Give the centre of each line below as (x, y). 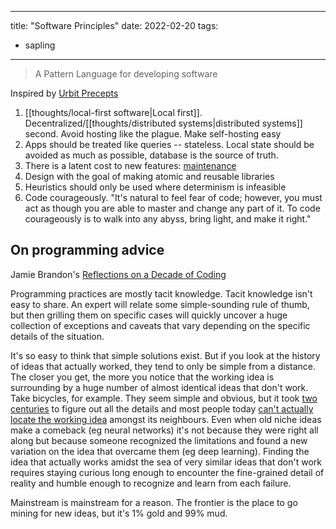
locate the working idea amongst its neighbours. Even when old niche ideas (166, 419)
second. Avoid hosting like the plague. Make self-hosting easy (153, 134)
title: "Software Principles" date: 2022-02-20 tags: (114, 25)
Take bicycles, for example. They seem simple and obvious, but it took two (164, 398)
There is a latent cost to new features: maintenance (130, 165)
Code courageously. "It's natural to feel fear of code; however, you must (173, 197)
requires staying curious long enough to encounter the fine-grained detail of (167, 472)
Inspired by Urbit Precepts (64, 93)
